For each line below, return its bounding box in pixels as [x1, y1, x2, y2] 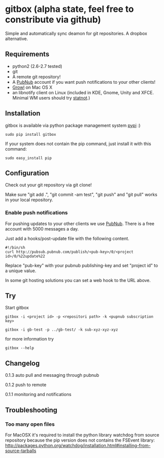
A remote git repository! [12, 73, 61, 80]
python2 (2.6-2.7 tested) [12, 63, 63, 69]
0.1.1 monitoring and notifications [5, 392, 72, 398]
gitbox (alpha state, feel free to [5, 3, 134, 15]
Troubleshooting [5, 405, 58, 414]
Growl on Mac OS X [12, 84, 53, 90]
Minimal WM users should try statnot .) [12, 95, 90, 101]
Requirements [5, 50, 49, 58]
